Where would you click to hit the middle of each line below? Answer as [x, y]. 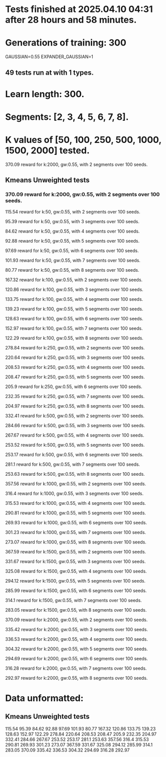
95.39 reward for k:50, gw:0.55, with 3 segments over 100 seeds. [72, 221]
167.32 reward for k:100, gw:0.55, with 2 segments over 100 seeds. [74, 280]
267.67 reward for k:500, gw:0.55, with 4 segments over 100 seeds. [75, 435]
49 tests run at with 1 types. [50, 72]
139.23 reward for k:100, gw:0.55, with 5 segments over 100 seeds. [74, 309]
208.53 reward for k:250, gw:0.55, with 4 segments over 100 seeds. [75, 367]
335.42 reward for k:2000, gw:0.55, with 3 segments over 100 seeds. [76, 629]
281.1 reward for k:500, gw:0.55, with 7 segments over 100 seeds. [73, 464]
